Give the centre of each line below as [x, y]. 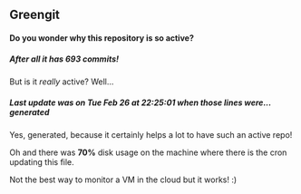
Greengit [35, 15]
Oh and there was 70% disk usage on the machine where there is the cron [148, 152]
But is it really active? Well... [62, 82]
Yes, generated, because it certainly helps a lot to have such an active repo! [151, 134]
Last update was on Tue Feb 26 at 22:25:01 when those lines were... [141, 102]
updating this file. [42, 161]
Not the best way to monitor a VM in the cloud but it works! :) [123, 179]
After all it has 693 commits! [64, 59]
